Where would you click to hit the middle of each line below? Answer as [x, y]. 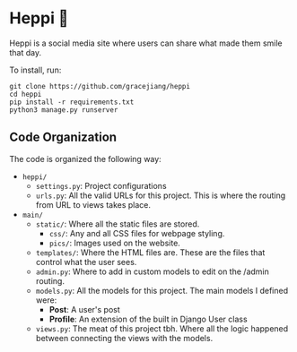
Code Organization [63, 137]
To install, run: [35, 70]
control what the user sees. [86, 262]
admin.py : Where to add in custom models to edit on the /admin [152, 271]
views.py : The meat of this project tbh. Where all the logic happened [162, 328]
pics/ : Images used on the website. [115, 243]
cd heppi [26, 94]
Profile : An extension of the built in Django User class [148, 319]
